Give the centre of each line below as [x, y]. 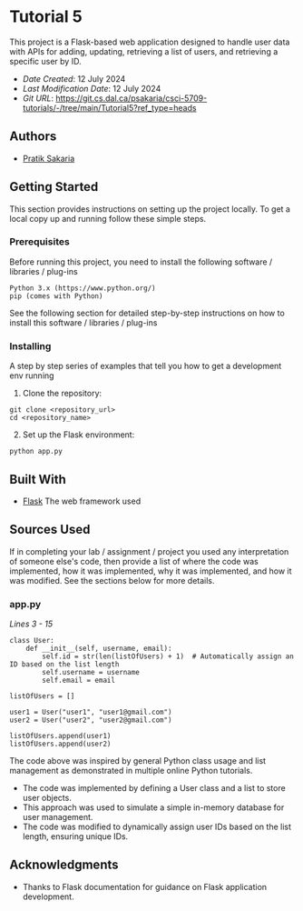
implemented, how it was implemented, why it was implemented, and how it [151, 571]
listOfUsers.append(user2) [60, 744]
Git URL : [38, 98]
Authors [33, 137]
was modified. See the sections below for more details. [112, 580]
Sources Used [50, 530]
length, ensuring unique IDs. [75, 836]
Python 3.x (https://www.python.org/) [83, 288]
